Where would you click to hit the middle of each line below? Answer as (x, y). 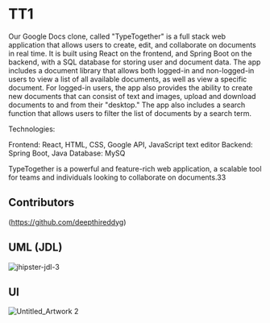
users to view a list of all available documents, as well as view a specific (128, 79)
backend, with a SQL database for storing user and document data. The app (135, 62)
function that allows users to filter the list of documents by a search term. (130, 113)
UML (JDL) (35, 248)
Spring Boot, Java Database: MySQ (67, 153)
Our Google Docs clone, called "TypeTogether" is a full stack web (117, 36)
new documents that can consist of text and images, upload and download (132, 96)
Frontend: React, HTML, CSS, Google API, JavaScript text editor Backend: (131, 144)
